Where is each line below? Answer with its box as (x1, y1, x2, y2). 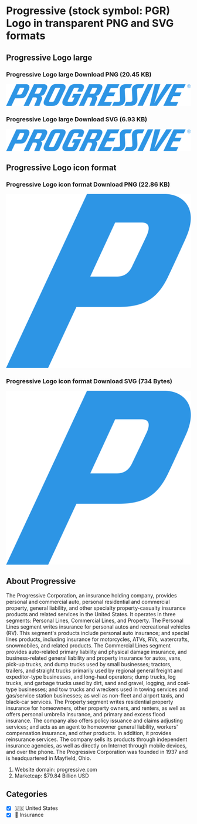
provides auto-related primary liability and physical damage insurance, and (6, 648, 187, 655)
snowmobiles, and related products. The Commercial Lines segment (6, 642, 171, 649)
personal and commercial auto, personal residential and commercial (6, 598, 170, 605)
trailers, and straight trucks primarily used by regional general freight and (6, 667, 183, 674)
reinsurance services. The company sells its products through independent (6, 736, 188, 743)
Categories (6, 789, 48, 799)
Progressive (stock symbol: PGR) (6, 4, 170, 18)
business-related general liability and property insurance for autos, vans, (6, 654, 182, 662)
